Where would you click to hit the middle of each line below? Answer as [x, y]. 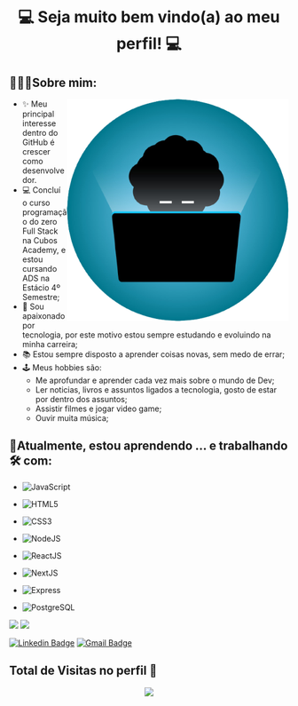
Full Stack [40, 231]
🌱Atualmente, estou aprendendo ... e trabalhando [149, 446]
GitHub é [38, 142]
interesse [39, 123]
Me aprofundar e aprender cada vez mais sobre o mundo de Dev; [155, 380]
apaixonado [43, 316]
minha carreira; [50, 344]
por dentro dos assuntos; [81, 399]
